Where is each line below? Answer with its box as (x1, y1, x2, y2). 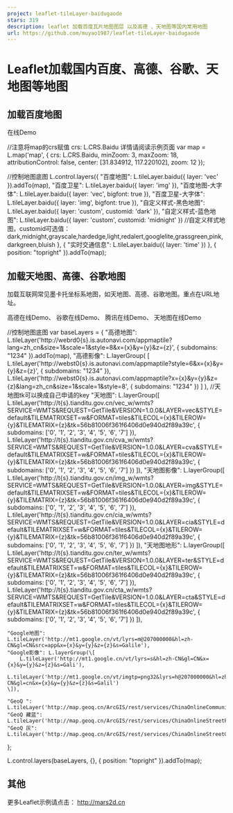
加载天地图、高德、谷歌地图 (7, 270, 126, 282)
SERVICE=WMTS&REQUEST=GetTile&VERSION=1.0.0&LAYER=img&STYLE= (7, 481, 223, 490)
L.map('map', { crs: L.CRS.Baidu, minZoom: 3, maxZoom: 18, (7, 151, 179, 160)
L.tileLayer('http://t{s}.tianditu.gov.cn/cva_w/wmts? (7, 436, 154, 444)
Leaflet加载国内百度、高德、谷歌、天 (7, 62, 218, 77)
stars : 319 (7, 17, 39, 24)
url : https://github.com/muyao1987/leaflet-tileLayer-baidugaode (7, 29, 200, 37)
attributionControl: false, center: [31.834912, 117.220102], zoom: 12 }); (7, 158, 205, 166)
